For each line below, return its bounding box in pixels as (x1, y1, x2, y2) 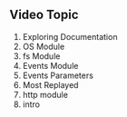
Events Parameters (22, 70, 93, 81)
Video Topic (9, 7, 79, 23)
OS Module (22, 41, 65, 52)
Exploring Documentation (22, 31, 118, 42)
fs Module (22, 50, 61, 62)
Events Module (22, 60, 79, 71)
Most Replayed (22, 79, 79, 90)
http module (22, 89, 68, 100)
